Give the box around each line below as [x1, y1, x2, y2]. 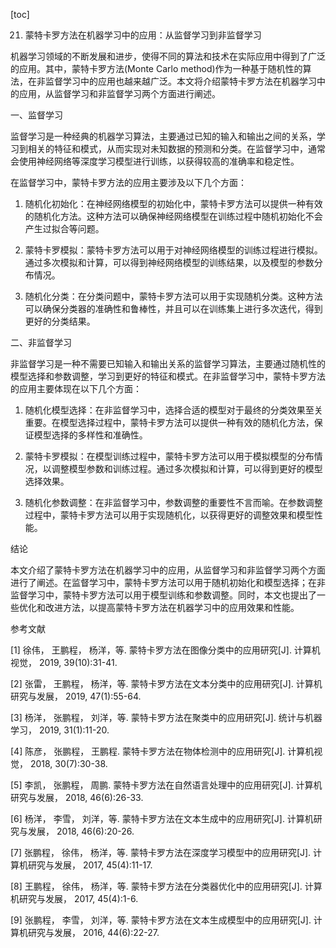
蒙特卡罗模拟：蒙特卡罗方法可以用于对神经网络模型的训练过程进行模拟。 [24, 244, 323, 256]
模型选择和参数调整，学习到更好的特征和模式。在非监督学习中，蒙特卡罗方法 [10, 370, 326, 382]
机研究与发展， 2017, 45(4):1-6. [10, 893, 139, 904]
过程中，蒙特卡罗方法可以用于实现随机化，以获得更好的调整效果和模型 [24, 509, 315, 521]
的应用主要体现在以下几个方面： [10, 383, 142, 394]
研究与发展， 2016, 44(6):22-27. [27, 927, 160, 938]
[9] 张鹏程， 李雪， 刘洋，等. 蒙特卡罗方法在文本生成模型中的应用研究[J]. [10, 914, 312, 926]
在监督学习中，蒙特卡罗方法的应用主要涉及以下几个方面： [10, 177, 247, 188]
